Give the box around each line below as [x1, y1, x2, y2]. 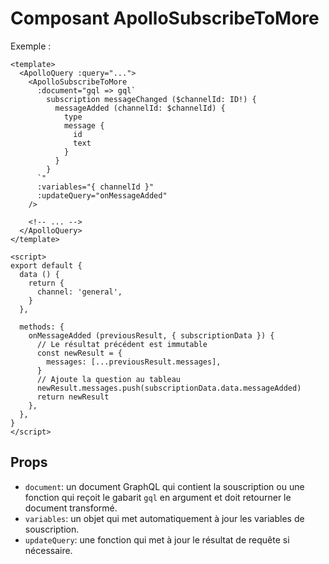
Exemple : [10, 40, 52, 52]
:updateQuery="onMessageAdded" [36, 190, 168, 201]
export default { [10, 260, 83, 271]
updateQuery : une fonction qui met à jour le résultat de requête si [24, 533, 290, 546]
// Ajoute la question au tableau [36, 374, 182, 384]
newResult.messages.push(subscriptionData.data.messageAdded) [36, 383, 302, 393]
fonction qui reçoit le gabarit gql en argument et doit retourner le [24, 491, 292, 503]
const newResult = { [36, 348, 123, 358]
